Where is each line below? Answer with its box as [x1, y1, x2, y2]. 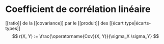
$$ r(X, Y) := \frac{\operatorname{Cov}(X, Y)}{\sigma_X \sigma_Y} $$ [12, 33, 159, 39]
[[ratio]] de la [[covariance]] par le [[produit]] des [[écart [5, 20, 124, 26]
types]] [5, 25, 21, 31]
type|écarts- [124, 20, 151, 26]
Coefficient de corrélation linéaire [5, 3, 151, 15]
